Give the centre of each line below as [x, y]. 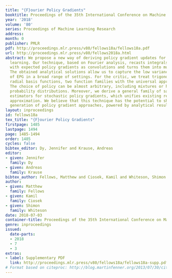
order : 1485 [18, 139]
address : [15, 34]
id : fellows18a [21, 115]
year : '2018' [19, 19]
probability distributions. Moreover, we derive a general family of [85, 91]
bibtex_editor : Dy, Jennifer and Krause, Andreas [59, 148]
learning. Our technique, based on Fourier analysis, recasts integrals [89, 63]
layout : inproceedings [29, 110]
